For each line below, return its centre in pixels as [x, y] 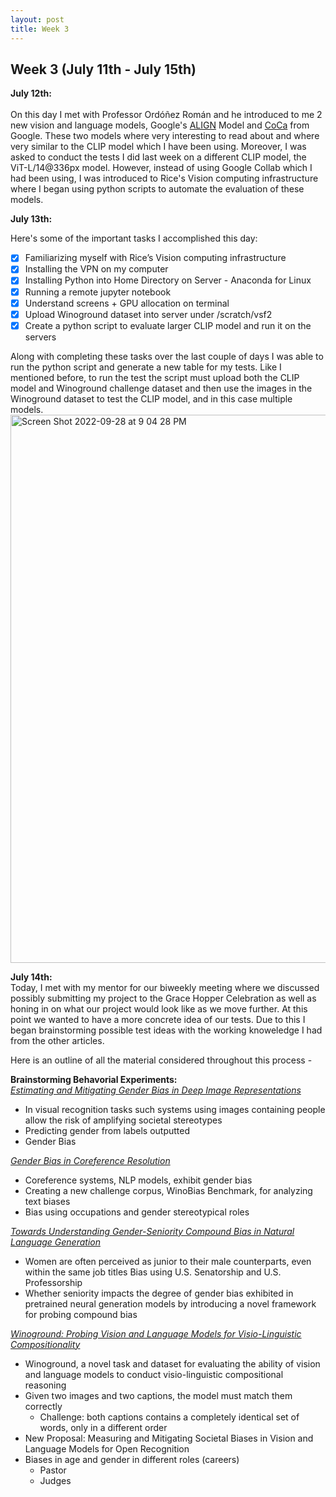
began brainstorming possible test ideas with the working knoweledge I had [166, 1030]
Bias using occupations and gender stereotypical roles [137, 1212]
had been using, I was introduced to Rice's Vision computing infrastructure [164, 178]
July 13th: [31, 219]
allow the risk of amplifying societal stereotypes [123, 1120]
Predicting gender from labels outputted [107, 1130]
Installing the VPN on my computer [96, 269]
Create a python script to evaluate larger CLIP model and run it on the [168, 325]
